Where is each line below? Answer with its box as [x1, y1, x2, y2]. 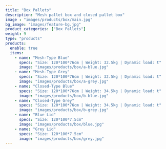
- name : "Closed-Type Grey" [14, 98, 74, 103]
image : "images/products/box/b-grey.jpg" [18, 108, 109, 113]
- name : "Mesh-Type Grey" [14, 70, 70, 75]
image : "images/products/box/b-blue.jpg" [18, 93, 109, 98]
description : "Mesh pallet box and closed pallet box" [5, 12, 125, 17]
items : [10, 50, 24, 55]
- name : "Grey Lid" [14, 126, 56, 132]
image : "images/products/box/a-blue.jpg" [18, 65, 109, 70]
